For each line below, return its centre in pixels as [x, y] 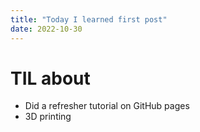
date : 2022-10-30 [46, 29]
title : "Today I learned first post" [89, 19]
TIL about [50, 78]
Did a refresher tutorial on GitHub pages [107, 106]
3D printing [48, 117]
